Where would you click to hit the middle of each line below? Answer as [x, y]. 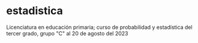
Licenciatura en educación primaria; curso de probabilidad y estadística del [100, 27]
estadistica [34, 11]
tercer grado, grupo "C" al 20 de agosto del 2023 [67, 33]
